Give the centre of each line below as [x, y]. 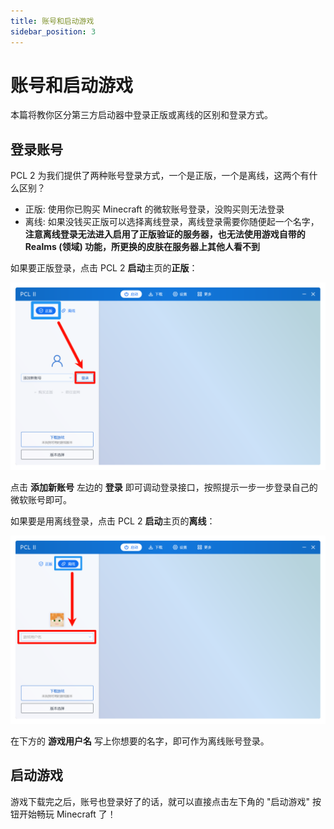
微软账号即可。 [41, 500]
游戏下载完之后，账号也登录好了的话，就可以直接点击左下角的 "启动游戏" [160, 801]
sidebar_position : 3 [53, 31]
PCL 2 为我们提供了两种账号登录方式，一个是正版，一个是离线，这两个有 [160, 176]
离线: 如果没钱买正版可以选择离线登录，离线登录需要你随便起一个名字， [172, 222]
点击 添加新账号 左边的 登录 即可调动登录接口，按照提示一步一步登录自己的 [164, 487]
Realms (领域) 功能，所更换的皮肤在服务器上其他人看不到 [142, 247]
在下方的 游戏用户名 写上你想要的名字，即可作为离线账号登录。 [140, 741]
